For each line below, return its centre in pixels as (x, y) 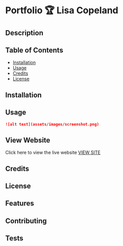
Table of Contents (34, 50)
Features (20, 203)
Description (24, 33)
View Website (28, 140)
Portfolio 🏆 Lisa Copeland (62, 11)
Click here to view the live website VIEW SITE (53, 153)
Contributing (26, 221)
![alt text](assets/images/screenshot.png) (52, 124)
